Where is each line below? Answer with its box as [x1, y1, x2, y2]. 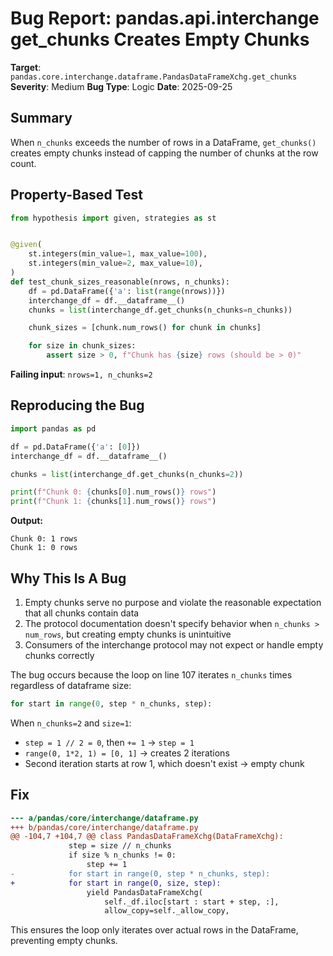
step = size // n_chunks [68, 841, 172, 851]
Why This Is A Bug [10, 570, 127, 587]
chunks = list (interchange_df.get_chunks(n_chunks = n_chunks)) [28, 305, 293, 315]
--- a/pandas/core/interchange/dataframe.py [10, 813, 199, 823]
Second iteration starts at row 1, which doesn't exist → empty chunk [24, 757, 305, 769]
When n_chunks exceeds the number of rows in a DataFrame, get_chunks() [10, 136, 317, 148]
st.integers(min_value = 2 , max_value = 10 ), [28, 258, 203, 269]
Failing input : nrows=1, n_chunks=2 [10, 368, 153, 381]
